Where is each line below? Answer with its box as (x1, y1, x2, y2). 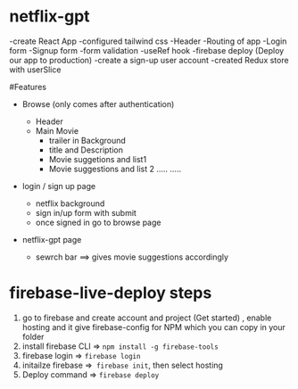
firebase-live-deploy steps (9, 283, 212, 303)
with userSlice (9, 64, 62, 75)
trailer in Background (48, 135, 127, 145)
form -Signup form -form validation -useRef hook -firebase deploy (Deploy (9, 45, 285, 55)
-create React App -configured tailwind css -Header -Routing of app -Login (9, 36, 287, 46)
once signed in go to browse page (35, 217, 161, 228)
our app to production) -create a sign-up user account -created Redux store (9, 54, 289, 65)
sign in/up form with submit (35, 207, 137, 218)
